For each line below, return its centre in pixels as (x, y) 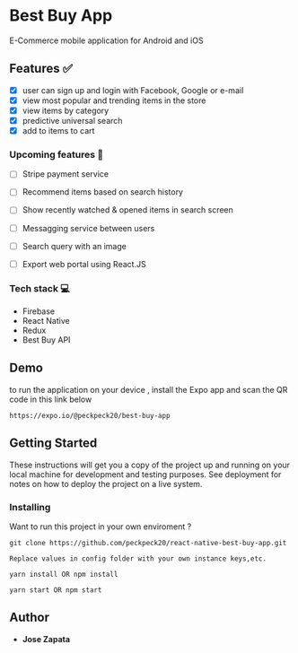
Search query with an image (74, 246)
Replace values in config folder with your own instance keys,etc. (138, 558)
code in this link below (51, 399)
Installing (30, 507)
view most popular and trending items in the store (114, 100)
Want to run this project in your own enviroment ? (101, 527)
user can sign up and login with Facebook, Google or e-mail (133, 90)
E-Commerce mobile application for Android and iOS (106, 40)
